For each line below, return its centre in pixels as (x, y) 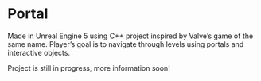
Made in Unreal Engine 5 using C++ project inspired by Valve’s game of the (130, 36)
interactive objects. (39, 52)
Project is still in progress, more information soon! (89, 67)
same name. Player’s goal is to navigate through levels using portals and (126, 44)
